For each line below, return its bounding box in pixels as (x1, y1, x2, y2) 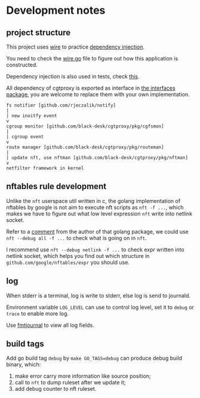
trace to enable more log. (6, 309, 69, 317)
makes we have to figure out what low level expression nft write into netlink (6, 210, 193, 217)
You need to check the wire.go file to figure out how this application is (6, 55, 179, 62)
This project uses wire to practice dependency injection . (6, 43, 144, 50)
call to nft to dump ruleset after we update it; (14, 379, 126, 386)
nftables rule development (6, 181, 106, 192)
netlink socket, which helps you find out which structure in (6, 252, 150, 259)
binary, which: (6, 361, 41, 368)
